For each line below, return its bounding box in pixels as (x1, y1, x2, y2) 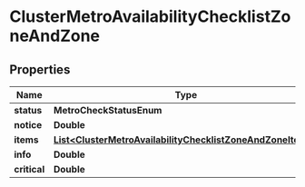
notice (14, 119, 43, 131)
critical (14, 163, 45, 175)
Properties (9, 62, 71, 77)
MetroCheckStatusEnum (53, 104, 162, 116)
